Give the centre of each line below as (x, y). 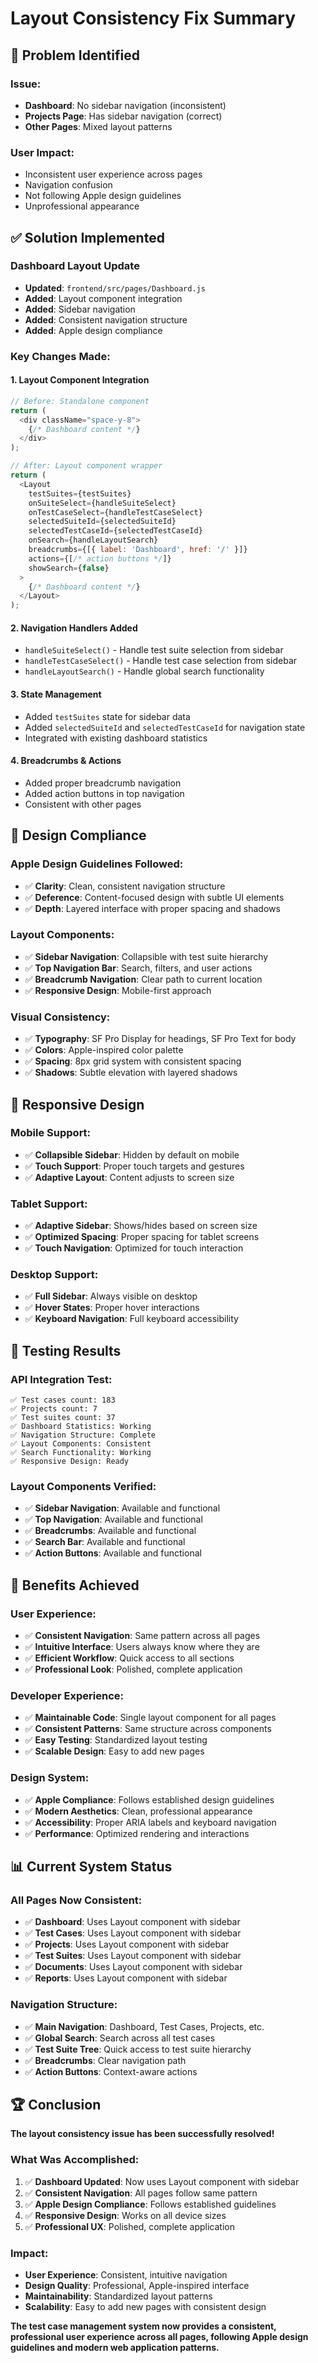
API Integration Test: (61, 1379)
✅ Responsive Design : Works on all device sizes (125, 2215)
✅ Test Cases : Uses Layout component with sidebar (133, 1933)
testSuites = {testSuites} (80, 493)
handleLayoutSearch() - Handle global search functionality (144, 671)
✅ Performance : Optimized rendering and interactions (137, 1833)
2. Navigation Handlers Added (74, 628)
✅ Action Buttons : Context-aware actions (111, 2071)
